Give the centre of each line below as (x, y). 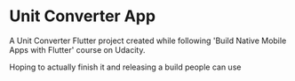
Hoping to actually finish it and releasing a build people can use (125, 67)
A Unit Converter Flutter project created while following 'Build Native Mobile (148, 40)
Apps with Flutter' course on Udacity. (77, 49)
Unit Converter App (83, 16)
